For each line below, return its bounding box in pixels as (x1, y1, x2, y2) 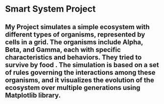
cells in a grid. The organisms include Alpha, (5, 38, 143, 46)
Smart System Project (5, 3, 96, 15)
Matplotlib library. (5, 91, 61, 99)
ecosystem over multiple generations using (5, 84, 141, 92)
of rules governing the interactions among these (5, 68, 156, 76)
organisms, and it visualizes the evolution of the (5, 76, 154, 84)
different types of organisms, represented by (5, 30, 145, 38)
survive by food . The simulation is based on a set (5, 61, 159, 69)
